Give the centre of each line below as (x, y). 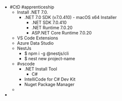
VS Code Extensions (38, 38)
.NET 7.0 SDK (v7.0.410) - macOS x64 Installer (71, 17)
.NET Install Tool (41, 69)
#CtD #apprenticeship (32, 7)
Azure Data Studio (35, 43)
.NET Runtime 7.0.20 (52, 28)
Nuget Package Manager (49, 84)
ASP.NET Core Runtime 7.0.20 (61, 33)
